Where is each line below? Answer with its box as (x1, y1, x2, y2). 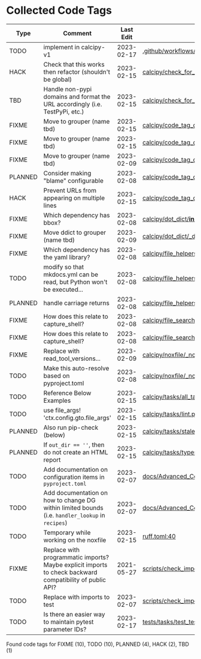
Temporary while (43, 528, 91, 537)
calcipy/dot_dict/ (142, 214, 190, 223)
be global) (43, 75, 72, 83)
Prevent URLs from (43, 186, 97, 194)
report (43, 456, 61, 464)
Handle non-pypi (43, 85, 92, 93)
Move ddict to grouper (43, 228, 106, 236)
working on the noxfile (43, 535, 106, 544)
